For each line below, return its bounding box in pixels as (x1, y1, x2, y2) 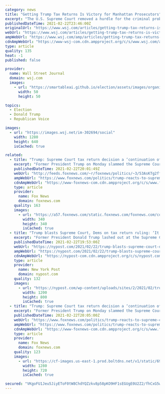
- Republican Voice (9, 117, 50, 122)
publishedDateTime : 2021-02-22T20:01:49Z (14, 166, 100, 171)
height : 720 (23, 368, 48, 373)
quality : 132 (14, 276, 41, 281)
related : (5, 153, 23, 158)
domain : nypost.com (18, 272, 58, 277)
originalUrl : (5, 26, 32, 31)
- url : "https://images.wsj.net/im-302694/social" (9, 130, 115, 135)
